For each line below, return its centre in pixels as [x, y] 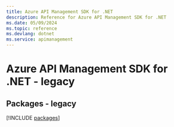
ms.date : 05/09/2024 [32, 23]
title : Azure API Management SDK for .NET [60, 12]
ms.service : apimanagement [40, 39]
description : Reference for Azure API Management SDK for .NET [86, 17]
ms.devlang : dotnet [30, 34]
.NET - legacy [41, 82]
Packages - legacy [41, 103]
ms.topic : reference [32, 28]
